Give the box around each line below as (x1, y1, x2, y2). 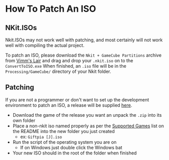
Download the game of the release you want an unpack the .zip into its (12, 112, 162, 118)
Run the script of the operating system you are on (12, 139, 117, 145)
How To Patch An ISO (5, 3, 96, 15)
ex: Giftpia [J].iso (20, 134, 62, 140)
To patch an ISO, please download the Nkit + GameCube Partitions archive (5, 52, 162, 58)
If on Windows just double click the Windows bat (20, 144, 123, 150)
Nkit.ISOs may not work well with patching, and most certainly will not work (5, 37, 163, 43)
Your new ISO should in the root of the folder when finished (12, 150, 137, 156)
